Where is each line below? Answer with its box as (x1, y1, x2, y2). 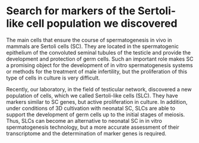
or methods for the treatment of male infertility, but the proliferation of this (6, 68, 188, 75)
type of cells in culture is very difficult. (6, 74, 100, 81)
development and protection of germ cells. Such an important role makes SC (6, 55, 194, 62)
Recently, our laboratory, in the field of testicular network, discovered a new (6, 85, 192, 93)
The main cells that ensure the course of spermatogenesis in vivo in (6, 36, 172, 43)
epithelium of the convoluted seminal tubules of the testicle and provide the (6, 49, 191, 56)
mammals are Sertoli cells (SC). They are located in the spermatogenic (6, 43, 179, 50)
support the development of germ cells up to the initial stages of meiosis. (6, 111, 185, 118)
